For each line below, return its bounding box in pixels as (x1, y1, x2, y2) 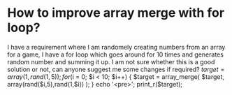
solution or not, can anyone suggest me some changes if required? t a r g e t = (7, 65, 225, 73)
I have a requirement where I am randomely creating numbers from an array (7, 43, 226, 51)
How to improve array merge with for (7, 5, 225, 21)
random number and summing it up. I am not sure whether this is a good (7, 57, 215, 66)
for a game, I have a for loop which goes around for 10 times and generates (7, 50, 224, 59)
